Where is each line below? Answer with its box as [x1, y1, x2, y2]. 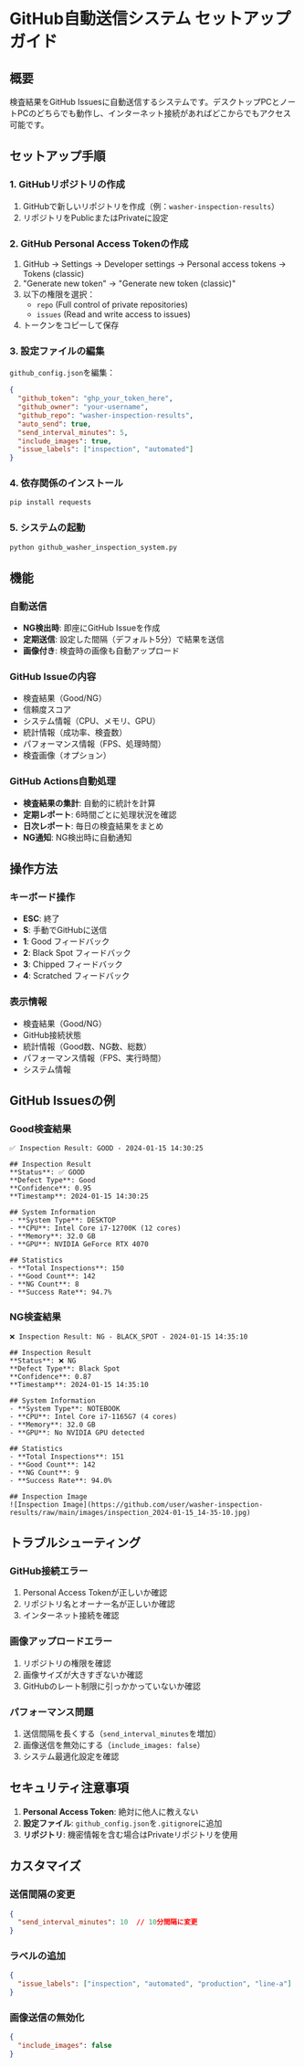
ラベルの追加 [9, 1950, 67, 1963]
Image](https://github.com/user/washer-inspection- [62, 1500, 263, 1509]
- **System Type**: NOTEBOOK [9, 1404, 121, 1413]
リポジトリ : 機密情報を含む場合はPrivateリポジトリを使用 [22, 1828, 238, 1839]
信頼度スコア [22, 705, 71, 715]
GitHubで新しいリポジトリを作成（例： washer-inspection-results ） [22, 200, 280, 211]
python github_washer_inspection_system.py [9, 543, 178, 552]
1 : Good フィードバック [22, 936, 110, 947]
